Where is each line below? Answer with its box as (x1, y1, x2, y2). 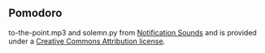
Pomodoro (8, 6, 63, 20)
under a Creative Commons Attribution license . (8, 36, 166, 46)
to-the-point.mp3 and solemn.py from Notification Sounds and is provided (8, 27, 258, 37)
